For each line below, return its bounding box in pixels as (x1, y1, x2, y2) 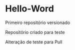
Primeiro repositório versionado (5, 19, 70, 25)
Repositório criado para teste (5, 29, 65, 35)
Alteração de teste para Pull (5, 38, 62, 45)
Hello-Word (5, 3, 54, 14)
